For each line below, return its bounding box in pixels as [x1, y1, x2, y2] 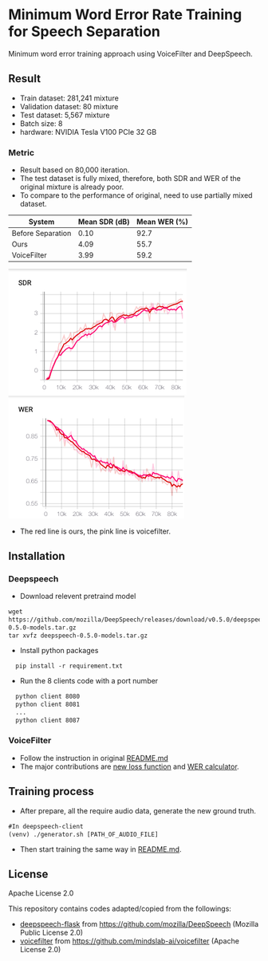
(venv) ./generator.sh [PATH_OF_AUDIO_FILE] [8, 830, 159, 838]
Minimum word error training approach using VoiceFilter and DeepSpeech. [8, 49, 253, 58]
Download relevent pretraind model [19, 592, 136, 601]
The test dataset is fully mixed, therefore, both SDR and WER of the [19, 174, 241, 183]
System [28, 217, 55, 226]
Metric [8, 147, 34, 158]
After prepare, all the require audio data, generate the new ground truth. [19, 805, 257, 815]
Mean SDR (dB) [77, 217, 130, 226]
